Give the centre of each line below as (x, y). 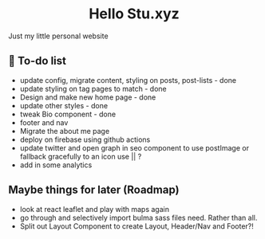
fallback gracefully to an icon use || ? (81, 156)
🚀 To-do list (37, 61)
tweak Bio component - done (68, 114)
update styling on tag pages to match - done (93, 88)
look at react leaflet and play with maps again (95, 209)
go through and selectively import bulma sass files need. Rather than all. (138, 217)
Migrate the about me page (65, 131)
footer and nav (44, 122)
